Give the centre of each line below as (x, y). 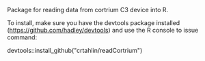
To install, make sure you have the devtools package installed (94, 23)
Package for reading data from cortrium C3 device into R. (88, 10)
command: (22, 37)
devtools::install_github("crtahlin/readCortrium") (75, 50)
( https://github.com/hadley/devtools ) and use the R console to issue (103, 30)
